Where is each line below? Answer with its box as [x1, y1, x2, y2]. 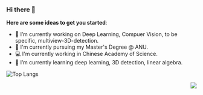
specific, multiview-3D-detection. [14, 37, 99, 44]
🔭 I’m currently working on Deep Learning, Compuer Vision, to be [14, 31, 178, 38]
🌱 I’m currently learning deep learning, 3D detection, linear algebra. [14, 59, 183, 66]
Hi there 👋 [6, 5, 36, 14]
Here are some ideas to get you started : [6, 19, 108, 26]
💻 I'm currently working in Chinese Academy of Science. [14, 51, 158, 58]
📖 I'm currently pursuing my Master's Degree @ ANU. [14, 43, 149, 51]
